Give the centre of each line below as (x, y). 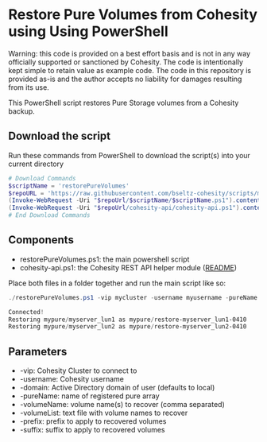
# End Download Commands (49, 215)
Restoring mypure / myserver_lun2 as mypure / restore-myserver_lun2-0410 (128, 327)
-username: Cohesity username (72, 379)
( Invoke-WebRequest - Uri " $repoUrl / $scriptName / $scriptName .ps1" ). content (135, 200)
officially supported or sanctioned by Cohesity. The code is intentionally (126, 62)
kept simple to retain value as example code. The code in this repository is (130, 70)
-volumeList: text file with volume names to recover (104, 413)
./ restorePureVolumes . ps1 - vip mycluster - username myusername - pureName (133, 297)
